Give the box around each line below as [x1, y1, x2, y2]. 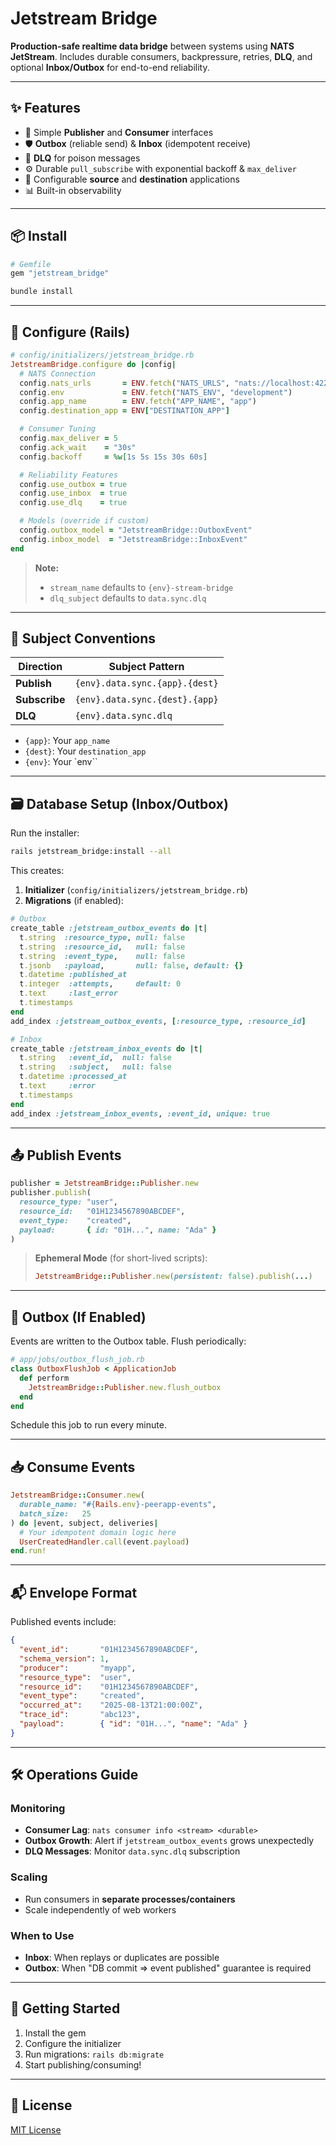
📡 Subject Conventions [10, 630, 157, 647]
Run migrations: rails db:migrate [24, 2048, 165, 2060]
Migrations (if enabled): [24, 895, 124, 907]
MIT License [10, 2123, 62, 2136]
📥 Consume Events [10, 1458, 136, 1476]
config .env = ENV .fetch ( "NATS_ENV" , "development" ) [19, 387, 293, 397]
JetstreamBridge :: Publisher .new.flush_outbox [28, 1382, 222, 1392]
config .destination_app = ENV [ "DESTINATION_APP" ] [19, 406, 230, 416]
